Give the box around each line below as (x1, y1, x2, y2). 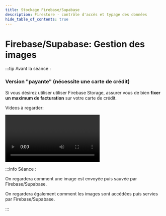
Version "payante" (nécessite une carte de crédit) (5, 78, 130, 85)
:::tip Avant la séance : (5, 66, 51, 72)
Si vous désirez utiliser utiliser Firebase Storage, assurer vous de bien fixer (5, 89, 161, 95)
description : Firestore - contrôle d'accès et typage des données (5, 12, 147, 17)
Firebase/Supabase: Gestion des (5, 38, 145, 50)
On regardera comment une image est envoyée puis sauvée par (5, 175, 137, 181)
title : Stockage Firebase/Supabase (5, 7, 80, 13)
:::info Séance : (5, 166, 37, 172)
